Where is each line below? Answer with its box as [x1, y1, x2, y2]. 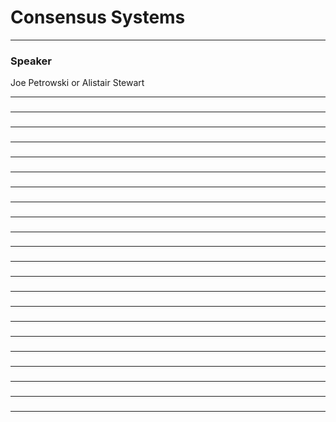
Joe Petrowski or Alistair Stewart [10, 77, 145, 89]
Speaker [10, 54, 52, 68]
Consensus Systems [10, 6, 186, 29]
